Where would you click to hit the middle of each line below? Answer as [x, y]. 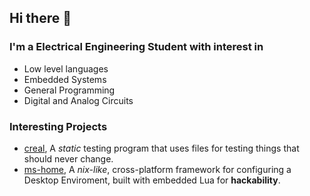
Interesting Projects [58, 126]
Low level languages [66, 68]
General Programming [69, 90]
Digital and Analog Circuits [78, 100]
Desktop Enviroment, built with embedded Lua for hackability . [152, 180]
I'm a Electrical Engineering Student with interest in [136, 47]
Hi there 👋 [40, 18]
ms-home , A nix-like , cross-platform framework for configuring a [157, 169]
